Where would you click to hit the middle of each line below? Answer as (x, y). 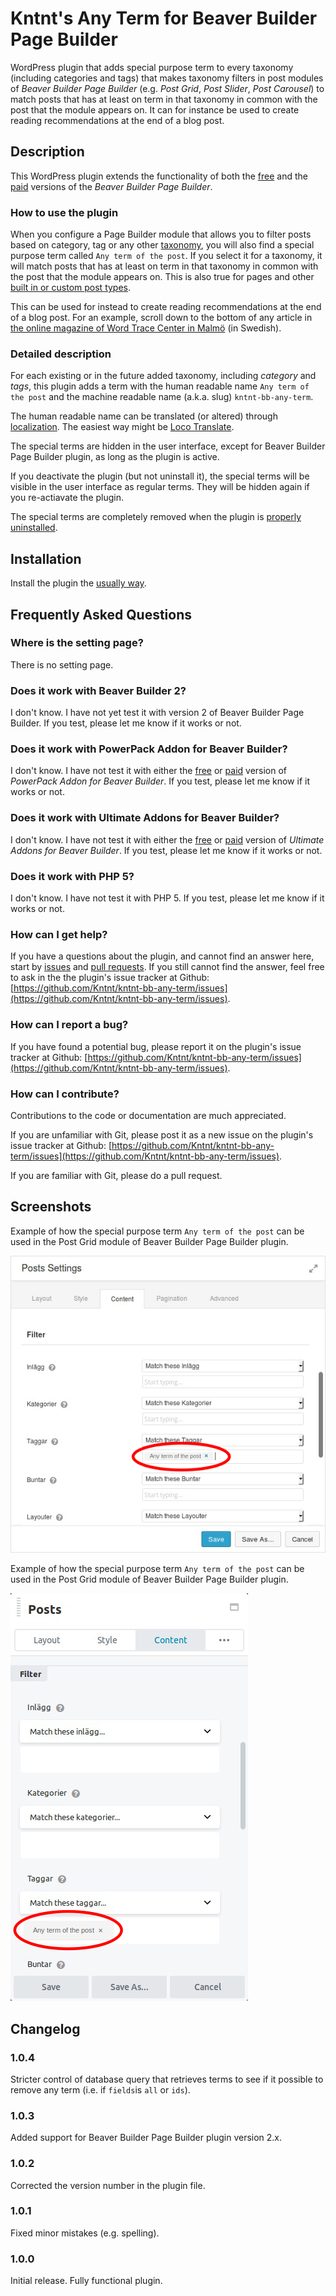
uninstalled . (34, 528)
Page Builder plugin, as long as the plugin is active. (115, 457)
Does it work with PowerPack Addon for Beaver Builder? (149, 749)
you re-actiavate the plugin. (67, 498)
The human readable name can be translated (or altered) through (144, 416)
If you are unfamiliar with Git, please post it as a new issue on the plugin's (162, 1134)
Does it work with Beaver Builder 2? (98, 690)
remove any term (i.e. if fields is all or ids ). (100, 2089)
